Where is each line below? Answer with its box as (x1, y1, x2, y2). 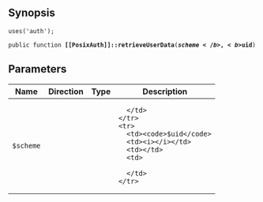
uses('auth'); (8, 27, 55, 35)
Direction (48, 86, 85, 97)
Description (142, 86, 188, 97)
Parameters (8, 62, 67, 76)
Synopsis (8, 6, 55, 20)
